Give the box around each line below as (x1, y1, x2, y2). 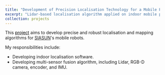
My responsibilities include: (5, 45, 60, 50)
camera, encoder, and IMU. (12, 64, 68, 70)
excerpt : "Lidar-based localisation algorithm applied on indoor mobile (5, 12, 157, 17)
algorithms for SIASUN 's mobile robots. (5, 35, 85, 41)
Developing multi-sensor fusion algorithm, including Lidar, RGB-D (12, 59, 145, 65)
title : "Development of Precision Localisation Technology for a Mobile (5, 7, 157, 12)
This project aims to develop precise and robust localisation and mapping (5, 30, 154, 36)
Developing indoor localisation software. (12, 54, 94, 60)
